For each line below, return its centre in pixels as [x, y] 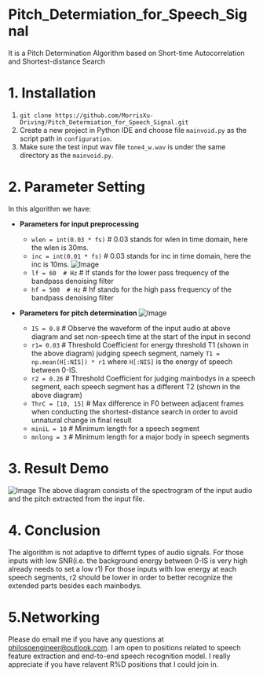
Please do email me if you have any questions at [86, 639]
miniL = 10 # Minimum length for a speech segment [115, 428]
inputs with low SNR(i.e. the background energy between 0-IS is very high [128, 561]
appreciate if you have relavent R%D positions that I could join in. [113, 664]
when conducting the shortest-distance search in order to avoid [134, 411]
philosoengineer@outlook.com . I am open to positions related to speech [124, 647]
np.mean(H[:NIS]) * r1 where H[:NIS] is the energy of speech [132, 361]
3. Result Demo [58, 469]
